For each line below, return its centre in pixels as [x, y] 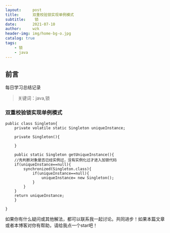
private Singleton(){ [37, 137]
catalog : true [20, 39]
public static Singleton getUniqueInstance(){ [64, 155]
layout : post [24, 10]
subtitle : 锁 [22, 19]
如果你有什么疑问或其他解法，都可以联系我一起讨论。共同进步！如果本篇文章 [85, 219]
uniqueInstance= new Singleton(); [78, 178]
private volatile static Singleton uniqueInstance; [70, 128]
